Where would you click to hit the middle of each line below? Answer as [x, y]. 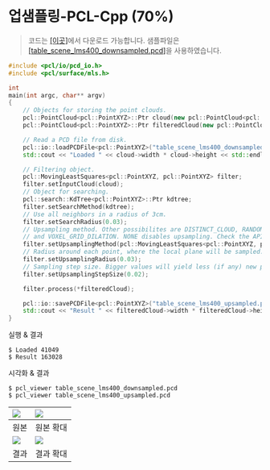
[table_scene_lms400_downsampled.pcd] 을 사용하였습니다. [125, 50]
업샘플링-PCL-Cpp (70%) [91, 17]
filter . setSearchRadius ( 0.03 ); [75, 222]
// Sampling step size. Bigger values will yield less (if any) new [140, 267]
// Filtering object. [59, 169]
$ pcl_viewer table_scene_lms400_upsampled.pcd [90, 396]
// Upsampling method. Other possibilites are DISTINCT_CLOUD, [131, 229]
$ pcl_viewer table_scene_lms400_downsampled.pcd [93, 389]
